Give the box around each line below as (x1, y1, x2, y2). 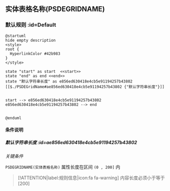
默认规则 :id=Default (5, 21, 56, 29)
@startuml (5, 33, 27, 38)
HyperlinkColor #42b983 (10, 51, 60, 56)
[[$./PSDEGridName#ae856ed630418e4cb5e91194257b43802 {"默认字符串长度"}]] (5, 84, 165, 89)
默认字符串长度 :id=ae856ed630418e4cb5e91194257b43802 (5, 139, 137, 145)
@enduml (5, 115, 22, 121)
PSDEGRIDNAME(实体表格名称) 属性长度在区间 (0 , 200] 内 (5, 164, 120, 170)
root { (5, 46, 19, 52)
